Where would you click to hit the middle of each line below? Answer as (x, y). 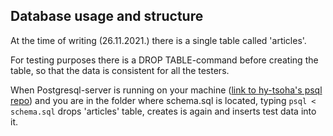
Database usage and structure (107, 16)
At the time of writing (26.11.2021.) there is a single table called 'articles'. (158, 40)
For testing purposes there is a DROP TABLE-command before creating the (164, 60)
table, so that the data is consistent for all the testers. (120, 70)
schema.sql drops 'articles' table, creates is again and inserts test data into (163, 111)
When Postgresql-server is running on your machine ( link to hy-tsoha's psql (166, 90)
